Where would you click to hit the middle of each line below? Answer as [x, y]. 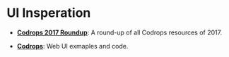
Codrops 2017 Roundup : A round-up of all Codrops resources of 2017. [119, 32]
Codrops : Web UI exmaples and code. [72, 46]
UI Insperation [49, 13]
